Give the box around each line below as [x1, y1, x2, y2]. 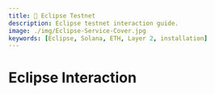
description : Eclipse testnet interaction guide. [8, 19, 179, 27]
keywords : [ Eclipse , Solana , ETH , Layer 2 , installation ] [8, 34, 208, 43]
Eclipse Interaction [8, 69, 137, 87]
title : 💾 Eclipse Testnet [8, 11, 95, 20]
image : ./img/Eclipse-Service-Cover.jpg [8, 27, 147, 35]
